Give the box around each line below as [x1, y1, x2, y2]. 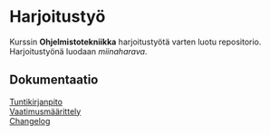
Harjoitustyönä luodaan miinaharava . [9, 45, 148, 56]
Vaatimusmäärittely [9, 106, 82, 117]
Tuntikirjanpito [9, 96, 63, 107]
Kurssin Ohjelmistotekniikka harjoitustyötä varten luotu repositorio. [9, 36, 262, 47]
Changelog [9, 115, 51, 126]
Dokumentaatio [9, 72, 99, 88]
